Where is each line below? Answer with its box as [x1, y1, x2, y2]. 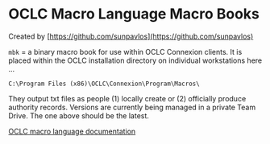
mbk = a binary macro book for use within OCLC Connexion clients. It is [8, 47, 243, 56]
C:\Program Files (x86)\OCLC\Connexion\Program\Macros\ [8, 80, 200, 88]
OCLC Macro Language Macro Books [8, 5, 260, 23]
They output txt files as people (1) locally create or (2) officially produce [8, 93, 247, 103]
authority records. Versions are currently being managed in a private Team [8, 102, 256, 112]
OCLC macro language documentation [8, 126, 136, 136]
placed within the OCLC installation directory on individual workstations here [8, 56, 263, 65]
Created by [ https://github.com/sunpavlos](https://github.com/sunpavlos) [8, 31, 254, 41]
